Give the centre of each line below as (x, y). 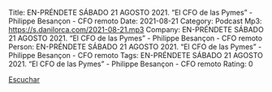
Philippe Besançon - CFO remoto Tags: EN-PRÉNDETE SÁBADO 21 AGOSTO (136, 55)
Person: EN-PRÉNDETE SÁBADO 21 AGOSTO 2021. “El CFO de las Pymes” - (135, 47)
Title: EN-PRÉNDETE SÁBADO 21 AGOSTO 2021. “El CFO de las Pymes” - (131, 13)
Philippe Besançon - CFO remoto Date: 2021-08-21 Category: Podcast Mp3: (135, 21)
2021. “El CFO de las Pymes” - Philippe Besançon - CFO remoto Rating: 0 (131, 64)
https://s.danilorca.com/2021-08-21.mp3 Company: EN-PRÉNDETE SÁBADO (136, 29)
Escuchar (24, 79)
